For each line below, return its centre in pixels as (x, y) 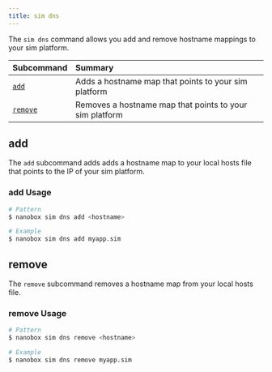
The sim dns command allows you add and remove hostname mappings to (132, 39)
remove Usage (38, 313)
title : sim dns (34, 16)
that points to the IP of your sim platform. (76, 172)
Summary (95, 67)
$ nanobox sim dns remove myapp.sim (70, 360)
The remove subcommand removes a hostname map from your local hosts (131, 284)
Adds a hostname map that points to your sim (161, 81)
